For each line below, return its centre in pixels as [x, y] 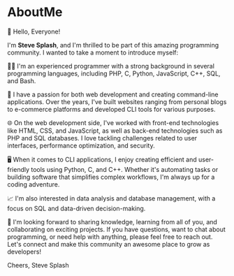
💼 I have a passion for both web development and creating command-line [113, 94]
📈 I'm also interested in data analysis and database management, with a [111, 198]
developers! [24, 252]
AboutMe [35, 12]
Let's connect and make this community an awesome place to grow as [109, 244]
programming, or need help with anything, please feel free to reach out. [110, 237]
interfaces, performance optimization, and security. [81, 145]
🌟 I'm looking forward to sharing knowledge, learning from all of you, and [112, 221]
